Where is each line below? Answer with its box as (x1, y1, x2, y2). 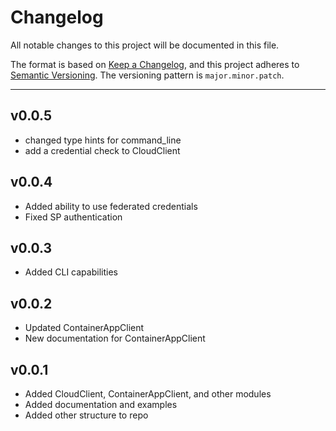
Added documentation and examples (24, 399, 178, 410)
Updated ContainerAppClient (24, 322, 145, 334)
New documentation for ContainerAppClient (24, 332, 206, 345)
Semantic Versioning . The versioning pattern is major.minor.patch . (10, 69, 285, 81)
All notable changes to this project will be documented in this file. (10, 39, 280, 51)
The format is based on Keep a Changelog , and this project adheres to (10, 58, 300, 70)
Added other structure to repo (24, 409, 149, 421)
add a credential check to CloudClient (24, 144, 181, 156)
